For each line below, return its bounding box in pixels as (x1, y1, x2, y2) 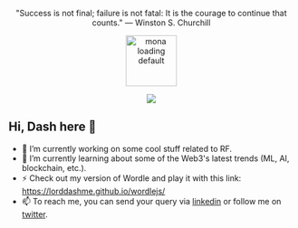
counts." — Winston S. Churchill (91, 17, 211, 28)
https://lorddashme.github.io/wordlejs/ (21, 185, 166, 196)
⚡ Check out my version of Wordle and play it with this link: (21, 172, 242, 184)
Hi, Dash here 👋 (8, 119, 97, 135)
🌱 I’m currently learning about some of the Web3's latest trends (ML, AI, (21, 153, 290, 164)
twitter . (21, 208, 49, 220)
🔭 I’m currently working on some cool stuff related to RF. (21, 143, 233, 154)
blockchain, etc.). (21, 162, 87, 173)
